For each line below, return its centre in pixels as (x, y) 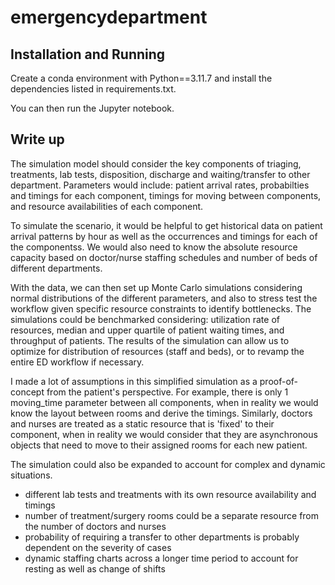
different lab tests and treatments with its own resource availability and (170, 494)
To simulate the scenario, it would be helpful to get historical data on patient (166, 225)
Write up (37, 139)
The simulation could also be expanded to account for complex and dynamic (168, 464)
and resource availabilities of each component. (107, 206)
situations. (31, 475)
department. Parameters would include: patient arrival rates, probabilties (160, 185)
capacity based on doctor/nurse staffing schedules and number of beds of (164, 257)
